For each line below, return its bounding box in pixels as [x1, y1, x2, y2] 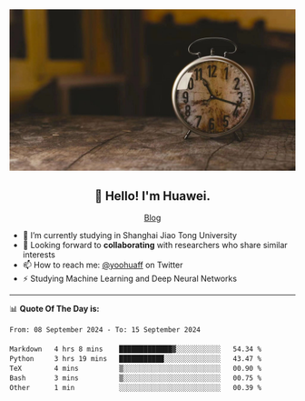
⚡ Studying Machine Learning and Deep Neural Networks [22, 273, 238, 285]
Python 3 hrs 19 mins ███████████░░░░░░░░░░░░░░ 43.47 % [9, 354, 261, 363]
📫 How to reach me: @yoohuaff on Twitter [22, 259, 183, 271]
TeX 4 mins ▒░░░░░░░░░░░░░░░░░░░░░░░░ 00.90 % [9, 364, 261, 373]
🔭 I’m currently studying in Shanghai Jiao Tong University [22, 230, 238, 241]
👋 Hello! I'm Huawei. [93, 188, 212, 204]
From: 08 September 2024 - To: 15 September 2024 [9, 326, 202, 335]
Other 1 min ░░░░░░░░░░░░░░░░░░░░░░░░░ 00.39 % [9, 383, 261, 392]
